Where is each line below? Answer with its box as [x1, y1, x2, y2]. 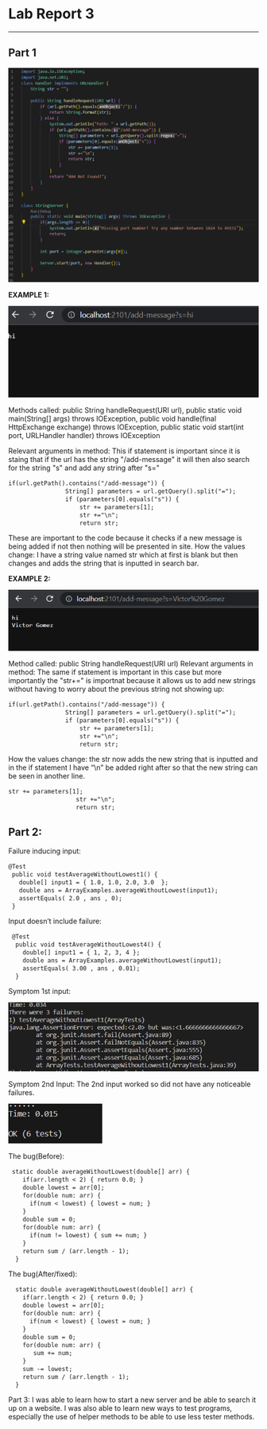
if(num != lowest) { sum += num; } [29, 1232, 148, 1240]
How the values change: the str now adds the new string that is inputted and [8, 755, 258, 764]
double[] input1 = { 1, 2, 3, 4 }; [22, 949, 141, 957]
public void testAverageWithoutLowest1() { [11, 871, 158, 879]
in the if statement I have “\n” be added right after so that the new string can [8, 763, 258, 772]
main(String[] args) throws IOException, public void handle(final [8, 414, 217, 423]
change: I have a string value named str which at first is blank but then [8, 549, 238, 559]
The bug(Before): [8, 1151, 65, 1161]
